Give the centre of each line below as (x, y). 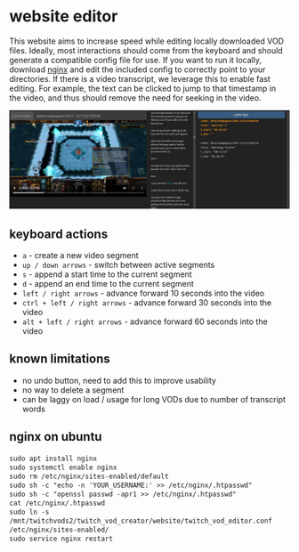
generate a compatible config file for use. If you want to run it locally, (136, 60)
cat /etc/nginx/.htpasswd (57, 503)
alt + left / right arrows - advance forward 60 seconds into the (145, 321)
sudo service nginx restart (61, 539)
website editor (64, 16)
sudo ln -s (29, 512)
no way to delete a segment (73, 390)
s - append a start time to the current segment (107, 274)
